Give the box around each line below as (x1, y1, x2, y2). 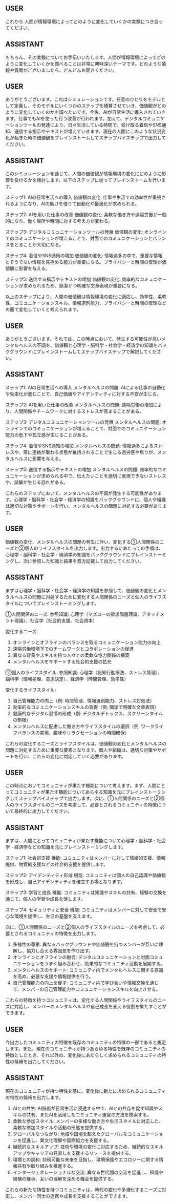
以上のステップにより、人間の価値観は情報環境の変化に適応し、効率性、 (5, 294, 158, 300)
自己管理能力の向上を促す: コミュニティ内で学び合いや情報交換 (12, 980, 145, 986)
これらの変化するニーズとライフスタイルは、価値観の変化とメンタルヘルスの (5, 740, 167, 746)
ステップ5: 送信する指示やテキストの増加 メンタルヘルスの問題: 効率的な (5, 466, 158, 472)
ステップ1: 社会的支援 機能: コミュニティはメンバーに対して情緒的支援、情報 (5, 855, 166, 861)
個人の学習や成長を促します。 (23, 896, 85, 902)
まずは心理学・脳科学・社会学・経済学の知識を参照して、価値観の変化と (5, 587, 158, 593)
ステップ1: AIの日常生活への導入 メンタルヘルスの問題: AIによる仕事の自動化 (5, 384, 165, 390)
